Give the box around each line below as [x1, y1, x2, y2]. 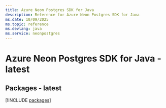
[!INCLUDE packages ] [5, 97, 51, 103]
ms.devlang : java [5, 26, 42, 31]
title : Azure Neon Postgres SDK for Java [5, 7, 94, 13]
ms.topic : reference [5, 21, 49, 27]
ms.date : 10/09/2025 [5, 17, 49, 22]
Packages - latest [5, 84, 62, 92]
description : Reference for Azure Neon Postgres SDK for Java [5, 12, 140, 17]
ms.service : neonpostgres [5, 31, 60, 36]
